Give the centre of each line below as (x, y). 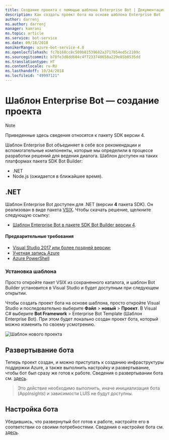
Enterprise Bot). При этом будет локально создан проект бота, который (82, 319)
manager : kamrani (23, 29)
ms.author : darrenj (26, 24)
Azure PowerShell (31, 258)
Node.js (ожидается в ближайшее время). (58, 176)
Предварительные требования (39, 236)
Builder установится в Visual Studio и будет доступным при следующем (82, 288)
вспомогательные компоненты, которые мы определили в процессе (79, 150)
